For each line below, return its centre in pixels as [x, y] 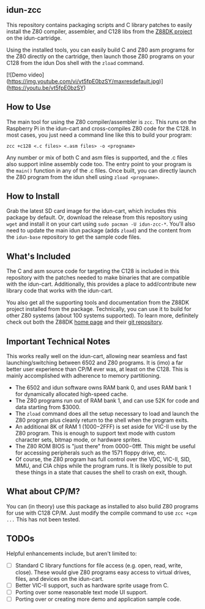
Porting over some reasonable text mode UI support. [81, 592]
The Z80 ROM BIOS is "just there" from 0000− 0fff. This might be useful [105, 446]
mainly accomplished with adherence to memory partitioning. [84, 376]
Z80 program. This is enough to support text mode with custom [95, 433]
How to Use [29, 107]
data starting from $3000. [48, 407]
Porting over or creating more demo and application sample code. [98, 599]
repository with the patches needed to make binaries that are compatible [98, 278]
